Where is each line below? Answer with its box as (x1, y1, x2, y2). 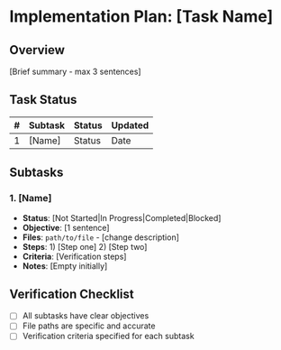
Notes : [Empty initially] (22, 260, 108, 272)
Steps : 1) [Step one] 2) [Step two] (22, 241, 148, 252)
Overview (9, 42, 66, 58)
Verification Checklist (9, 286, 135, 301)
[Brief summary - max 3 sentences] (9, 66, 141, 77)
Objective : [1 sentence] (22, 222, 110, 233)
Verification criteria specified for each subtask (22, 331, 195, 342)
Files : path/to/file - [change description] (22, 232, 180, 243)
